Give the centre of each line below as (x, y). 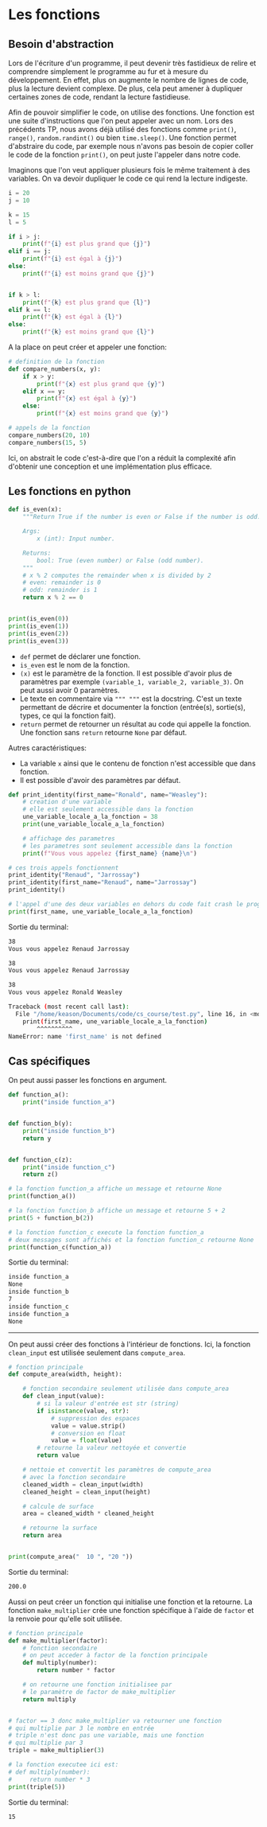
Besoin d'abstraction (61, 44)
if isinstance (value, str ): (83, 1411)
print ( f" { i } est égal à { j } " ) (73, 259)
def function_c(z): (41, 1159)
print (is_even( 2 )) (39, 633)
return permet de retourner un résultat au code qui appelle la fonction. (135, 724)
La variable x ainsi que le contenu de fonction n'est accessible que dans (137, 763)
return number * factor (76, 1670)
